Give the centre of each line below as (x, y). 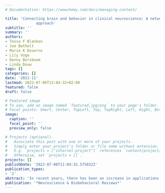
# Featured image (23, 101)
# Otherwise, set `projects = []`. (44, 156)
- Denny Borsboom (23, 60)
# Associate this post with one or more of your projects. (69, 142)
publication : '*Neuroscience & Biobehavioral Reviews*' (63, 183)
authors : (14, 37)
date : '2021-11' (22, 78)
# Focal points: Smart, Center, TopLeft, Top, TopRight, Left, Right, (79, 110)
